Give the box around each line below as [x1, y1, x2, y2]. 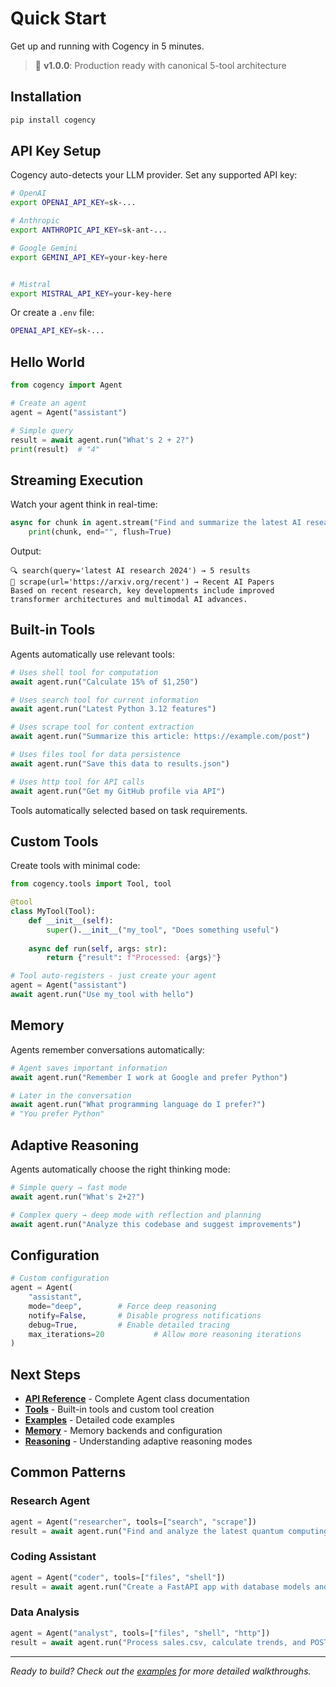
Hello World [10, 353, 85, 371]
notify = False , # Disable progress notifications [28, 1310, 262, 1321]
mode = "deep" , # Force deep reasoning [28, 1301, 217, 1311]
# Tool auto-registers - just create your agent [10, 971, 217, 981]
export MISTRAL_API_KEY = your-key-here [10, 288, 172, 299]
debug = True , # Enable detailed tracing [28, 1320, 230, 1330]
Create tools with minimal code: [10, 860, 141, 872]
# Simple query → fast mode [10, 1182, 128, 1192]
